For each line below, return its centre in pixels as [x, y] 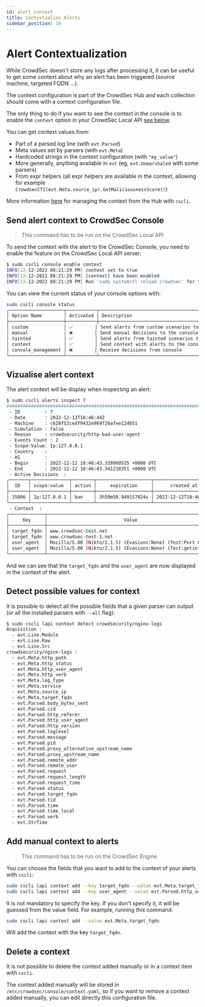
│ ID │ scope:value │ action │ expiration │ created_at [102, 486]
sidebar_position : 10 [34, 23]
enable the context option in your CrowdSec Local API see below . [88, 120]
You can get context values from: [48, 132]
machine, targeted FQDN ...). [42, 84]
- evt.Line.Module [35, 635]
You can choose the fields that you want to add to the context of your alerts [101, 868]
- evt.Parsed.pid [34, 743]
